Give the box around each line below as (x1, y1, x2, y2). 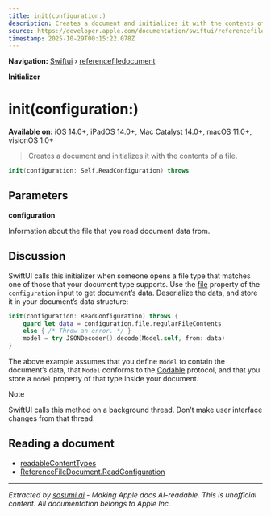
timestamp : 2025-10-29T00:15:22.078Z (8, 34, 135, 43)
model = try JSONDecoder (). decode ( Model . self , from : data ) (23, 335, 226, 343)
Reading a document (8, 437, 115, 451)
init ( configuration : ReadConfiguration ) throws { (8, 312, 179, 320)
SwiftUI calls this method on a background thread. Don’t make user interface (8, 405, 263, 415)
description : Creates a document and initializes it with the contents (8, 19, 254, 27)
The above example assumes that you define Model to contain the (8, 356, 226, 367)
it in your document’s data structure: (8, 296, 129, 306)
